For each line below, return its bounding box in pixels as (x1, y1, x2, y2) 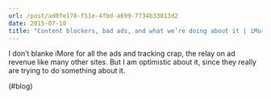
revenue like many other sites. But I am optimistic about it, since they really (8, 57, 256, 67)
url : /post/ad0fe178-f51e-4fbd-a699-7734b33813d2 (8, 11, 179, 20)
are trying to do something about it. (8, 66, 126, 76)
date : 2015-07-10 (8, 19, 67, 27)
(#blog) (8, 81, 34, 91)
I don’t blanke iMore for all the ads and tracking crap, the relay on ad (8, 49, 236, 59)
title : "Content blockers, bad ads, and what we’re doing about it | (8, 27, 248, 35)
